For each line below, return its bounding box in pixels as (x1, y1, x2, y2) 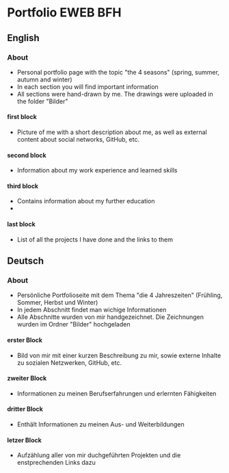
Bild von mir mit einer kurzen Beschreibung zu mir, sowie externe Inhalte (16, 351, 221, 359)
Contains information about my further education (16, 197, 155, 205)
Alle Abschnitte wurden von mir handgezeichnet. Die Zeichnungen (16, 313, 204, 321)
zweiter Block (7, 374, 47, 383)
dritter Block (7, 405, 43, 413)
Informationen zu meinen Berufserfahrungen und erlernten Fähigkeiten (16, 389, 217, 398)
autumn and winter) (16, 75, 73, 84)
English (7, 32, 40, 44)
